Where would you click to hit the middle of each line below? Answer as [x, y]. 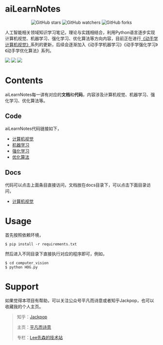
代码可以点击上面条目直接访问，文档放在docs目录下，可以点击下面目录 [76, 185]
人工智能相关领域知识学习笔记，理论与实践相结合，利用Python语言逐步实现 [80, 32]
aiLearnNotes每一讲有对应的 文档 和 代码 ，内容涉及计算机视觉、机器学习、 [78, 94]
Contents [24, 81]
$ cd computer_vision [27, 263]
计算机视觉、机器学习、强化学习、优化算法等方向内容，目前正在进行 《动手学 [81, 38]
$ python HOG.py [21, 267]
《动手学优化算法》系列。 [30, 50]
